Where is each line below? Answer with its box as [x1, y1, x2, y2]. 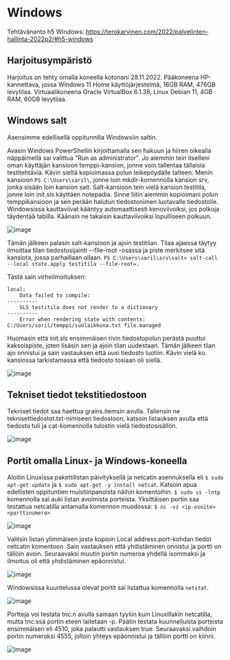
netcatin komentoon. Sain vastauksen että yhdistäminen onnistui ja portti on [7, 543, 222, 551]
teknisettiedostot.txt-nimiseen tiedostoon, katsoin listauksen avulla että [7, 414, 208, 423]
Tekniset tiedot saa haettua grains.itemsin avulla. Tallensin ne [7, 407, 181, 416]
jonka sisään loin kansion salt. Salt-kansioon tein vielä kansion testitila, [7, 183, 207, 191]
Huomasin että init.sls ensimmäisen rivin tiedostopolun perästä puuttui [7, 334, 206, 342]
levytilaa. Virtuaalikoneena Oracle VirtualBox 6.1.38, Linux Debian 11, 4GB [7, 87, 213, 95]
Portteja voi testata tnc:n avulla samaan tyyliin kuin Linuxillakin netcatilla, [7, 610, 213, 619]
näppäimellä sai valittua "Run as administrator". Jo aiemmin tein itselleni [7, 153, 210, 162]
